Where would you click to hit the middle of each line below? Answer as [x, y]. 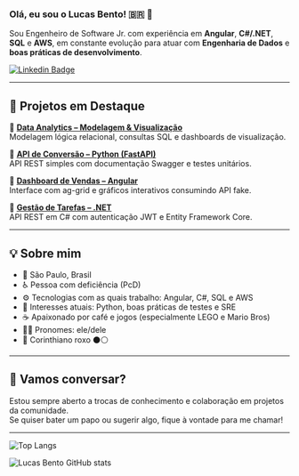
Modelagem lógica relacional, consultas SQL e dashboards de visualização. [148, 137]
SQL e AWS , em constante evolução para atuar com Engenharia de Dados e [149, 43]
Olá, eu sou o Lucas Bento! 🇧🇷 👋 [81, 14]
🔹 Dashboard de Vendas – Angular [74, 181]
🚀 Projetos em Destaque [77, 106]
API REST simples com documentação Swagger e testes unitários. [130, 164]
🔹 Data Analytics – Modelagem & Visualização [96, 127]
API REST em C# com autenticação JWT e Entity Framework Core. [131, 217]
